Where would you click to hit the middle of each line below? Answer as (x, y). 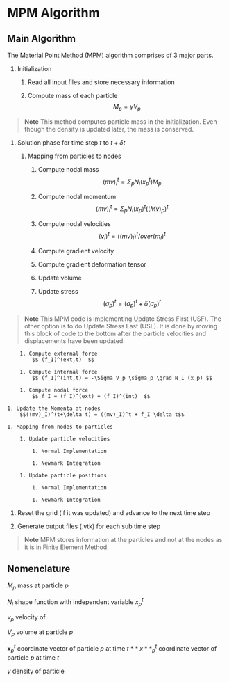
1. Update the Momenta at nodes (54, 409)
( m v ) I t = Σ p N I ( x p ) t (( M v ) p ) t (132, 209)
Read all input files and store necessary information (101, 82)
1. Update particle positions (63, 475)
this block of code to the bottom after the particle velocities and (115, 333)
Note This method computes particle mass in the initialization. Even (120, 121)
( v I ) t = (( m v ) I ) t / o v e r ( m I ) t (132, 236)
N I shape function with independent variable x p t (75, 602)
